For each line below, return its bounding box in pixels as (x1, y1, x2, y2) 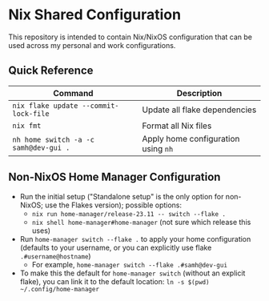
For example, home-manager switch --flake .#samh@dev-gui (31, 259, 228, 269)
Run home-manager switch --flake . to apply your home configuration (19, 234, 251, 243)
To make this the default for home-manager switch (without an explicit (19, 268, 246, 278)
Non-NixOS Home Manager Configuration (8, 171, 221, 184)
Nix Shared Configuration (8, 6, 182, 24)
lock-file (12, 109, 50, 118)
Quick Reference (8, 64, 94, 78)
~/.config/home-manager (19, 285, 100, 293)
